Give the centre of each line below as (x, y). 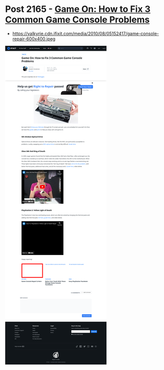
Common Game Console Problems (78, 20)
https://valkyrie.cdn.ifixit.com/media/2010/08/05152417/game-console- (85, 33)
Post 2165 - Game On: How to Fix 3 (78, 9)
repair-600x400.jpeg (34, 39)
